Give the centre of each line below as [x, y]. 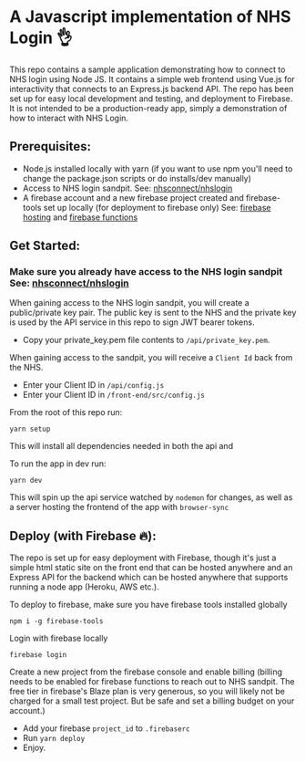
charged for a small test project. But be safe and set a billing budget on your [152, 701]
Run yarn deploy [54, 738]
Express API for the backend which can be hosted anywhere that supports [149, 578]
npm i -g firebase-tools [56, 621]
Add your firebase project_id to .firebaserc [106, 728]
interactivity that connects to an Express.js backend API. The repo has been [152, 89]
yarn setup [30, 429]
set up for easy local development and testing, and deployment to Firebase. [151, 99]
